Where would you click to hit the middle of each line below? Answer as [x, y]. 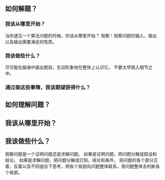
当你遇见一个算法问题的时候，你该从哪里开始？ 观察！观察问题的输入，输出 [81, 35]
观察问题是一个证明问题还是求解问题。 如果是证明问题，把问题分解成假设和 [81, 154]
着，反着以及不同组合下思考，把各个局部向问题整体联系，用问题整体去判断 [80, 166]
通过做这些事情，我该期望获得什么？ [48, 87]
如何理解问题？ [28, 105]
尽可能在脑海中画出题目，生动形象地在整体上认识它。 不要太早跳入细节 [77, 67]
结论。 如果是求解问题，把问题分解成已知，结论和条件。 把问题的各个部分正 [82, 160]
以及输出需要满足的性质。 [31, 42]
